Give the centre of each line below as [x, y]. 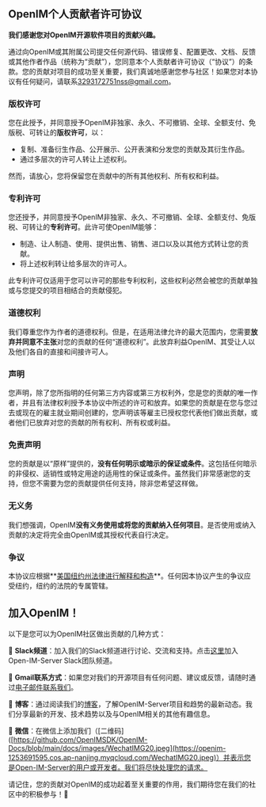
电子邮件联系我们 [43, 687]
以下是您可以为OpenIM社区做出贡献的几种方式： [87, 634]
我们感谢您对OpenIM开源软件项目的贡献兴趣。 [84, 35]
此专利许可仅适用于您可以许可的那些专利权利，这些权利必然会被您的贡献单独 [133, 280]
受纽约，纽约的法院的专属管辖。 [60, 585]
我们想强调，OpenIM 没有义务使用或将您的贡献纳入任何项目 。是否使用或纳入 [132, 524]
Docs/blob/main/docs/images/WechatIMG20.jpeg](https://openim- [117, 748]
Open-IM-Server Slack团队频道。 [63, 660]
